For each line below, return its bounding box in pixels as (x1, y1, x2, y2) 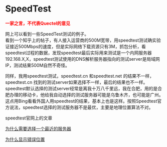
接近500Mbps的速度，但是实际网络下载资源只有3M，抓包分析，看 (9, 43, 146, 49)
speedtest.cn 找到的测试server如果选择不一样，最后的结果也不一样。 (5, 79, 148, 85)
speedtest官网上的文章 (5, 115, 53, 121)
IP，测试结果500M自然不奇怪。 (5, 62, 70, 68)
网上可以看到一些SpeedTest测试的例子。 (5, 31, 89, 37)
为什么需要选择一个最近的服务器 (5, 125, 71, 131)
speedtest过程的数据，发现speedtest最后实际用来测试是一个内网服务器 (5, 50, 152, 56)
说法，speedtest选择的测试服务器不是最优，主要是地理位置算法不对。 (9, 104, 153, 110)
